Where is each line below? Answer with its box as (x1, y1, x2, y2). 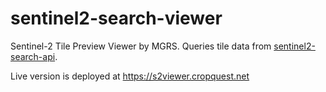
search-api (10, 50, 56, 62)
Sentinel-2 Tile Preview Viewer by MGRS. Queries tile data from (10, 40, 272, 52)
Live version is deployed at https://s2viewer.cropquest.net (10, 70, 250, 82)
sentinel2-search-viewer (10, 7, 223, 30)
